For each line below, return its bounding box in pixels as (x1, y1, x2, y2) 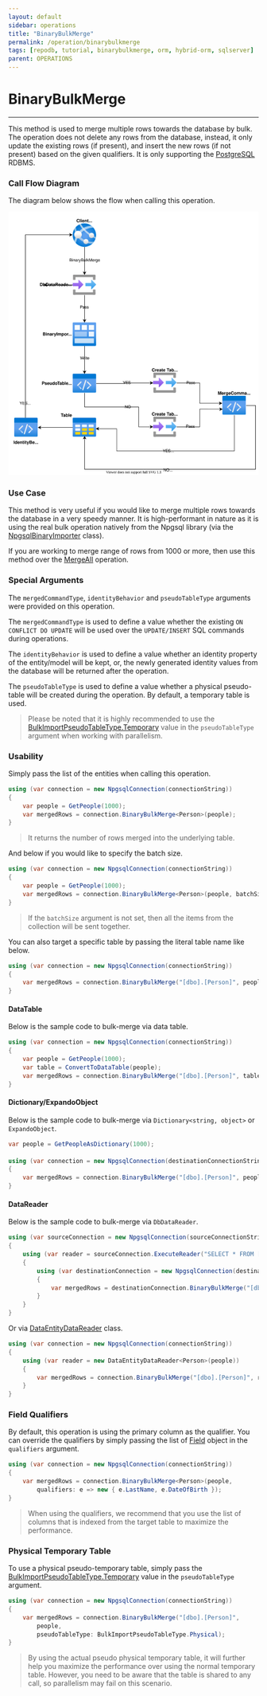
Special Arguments (8, 574, 84, 586)
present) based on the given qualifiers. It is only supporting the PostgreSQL (8, 149, 256, 159)
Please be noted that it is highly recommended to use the (27, 714, 215, 723)
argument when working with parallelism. (27, 730, 163, 740)
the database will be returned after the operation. (8, 666, 169, 676)
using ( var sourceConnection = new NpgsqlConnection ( (8, 1233, 191, 1242)
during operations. (8, 633, 69, 643)
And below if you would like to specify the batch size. (8, 848, 183, 858)
